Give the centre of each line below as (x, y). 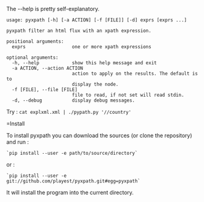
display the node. (95, 84)
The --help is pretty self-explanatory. (53, 9)
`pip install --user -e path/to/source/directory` (72, 153)
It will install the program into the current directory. (70, 193)
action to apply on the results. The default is (135, 73)
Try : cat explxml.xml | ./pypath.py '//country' (69, 112)
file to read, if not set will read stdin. (128, 95)
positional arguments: (35, 42)
